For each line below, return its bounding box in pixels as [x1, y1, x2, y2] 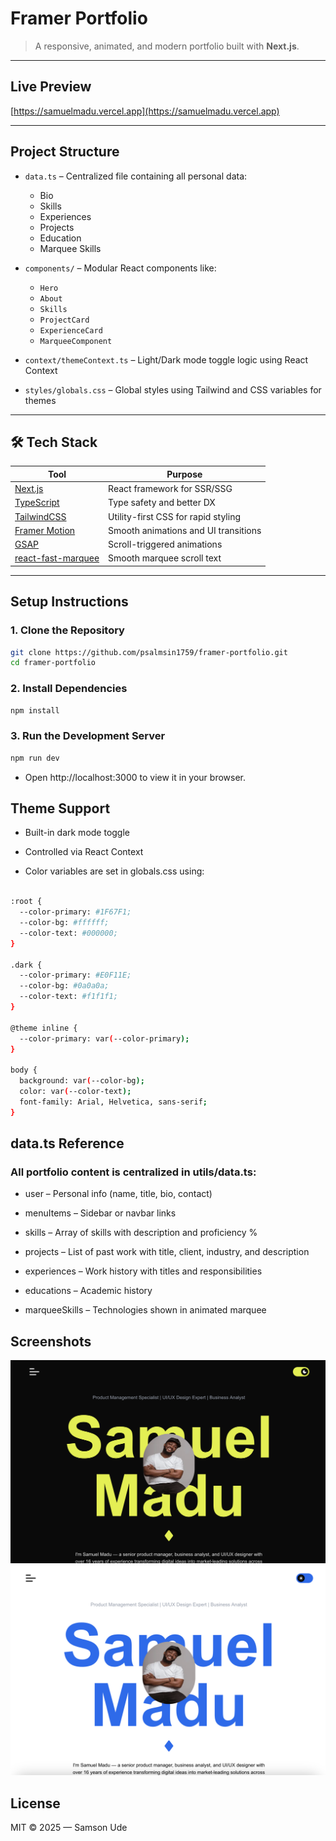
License [10, 1795, 61, 1812]
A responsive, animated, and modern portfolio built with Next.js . [34, 40, 300, 52]
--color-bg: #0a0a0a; [19, 981, 110, 991]
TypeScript [14, 497, 60, 509]
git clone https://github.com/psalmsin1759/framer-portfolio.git [10, 647, 288, 657]
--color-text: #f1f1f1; [19, 992, 118, 1002]
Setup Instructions [10, 593, 129, 611]
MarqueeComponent [39, 336, 113, 346]
